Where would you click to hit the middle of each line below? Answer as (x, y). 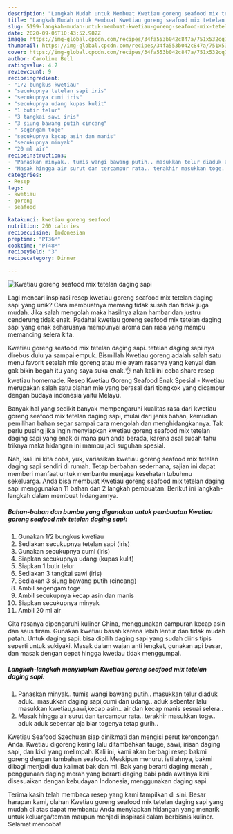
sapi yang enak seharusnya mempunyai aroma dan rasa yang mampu (107, 327)
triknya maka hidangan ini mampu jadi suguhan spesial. (86, 445)
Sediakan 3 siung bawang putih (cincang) (77, 581)
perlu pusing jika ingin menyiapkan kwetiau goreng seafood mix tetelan (109, 431)
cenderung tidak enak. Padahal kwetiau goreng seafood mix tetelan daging (115, 320)
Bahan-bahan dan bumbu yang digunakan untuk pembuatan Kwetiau (110, 511)
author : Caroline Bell (40, 59)
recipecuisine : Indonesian (47, 232)
